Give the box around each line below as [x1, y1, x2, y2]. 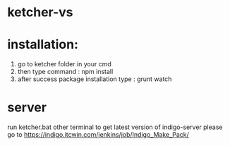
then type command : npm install [17, 68, 114, 76]
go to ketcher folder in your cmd [17, 60, 111, 68]
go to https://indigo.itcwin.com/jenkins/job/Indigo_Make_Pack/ [7, 130, 189, 139]
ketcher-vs [7, 4, 73, 20]
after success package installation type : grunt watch [17, 75, 172, 83]
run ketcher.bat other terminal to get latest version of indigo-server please [7, 123, 223, 131]
